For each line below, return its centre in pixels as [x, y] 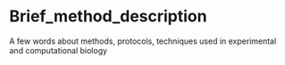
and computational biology [59, 50]
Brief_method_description [108, 16]
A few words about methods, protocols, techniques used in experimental [143, 41]
